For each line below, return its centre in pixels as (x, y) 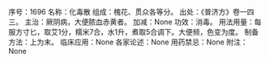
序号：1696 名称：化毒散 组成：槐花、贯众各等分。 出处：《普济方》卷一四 (131, 12)
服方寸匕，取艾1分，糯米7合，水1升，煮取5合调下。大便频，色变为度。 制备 (134, 32)
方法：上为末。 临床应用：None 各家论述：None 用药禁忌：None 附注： (128, 42)
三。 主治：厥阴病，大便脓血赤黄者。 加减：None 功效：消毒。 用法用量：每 (135, 22)
